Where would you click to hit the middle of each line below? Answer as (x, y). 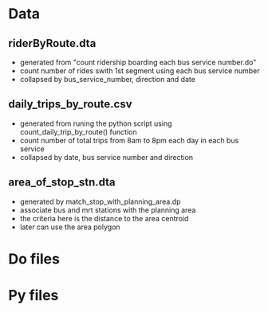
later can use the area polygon (70, 227)
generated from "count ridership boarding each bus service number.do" (138, 62)
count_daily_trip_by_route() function (78, 131)
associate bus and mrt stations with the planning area (108, 210)
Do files (34, 259)
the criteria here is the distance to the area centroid (104, 218)
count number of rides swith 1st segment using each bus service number (140, 71)
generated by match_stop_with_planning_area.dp (100, 201)
